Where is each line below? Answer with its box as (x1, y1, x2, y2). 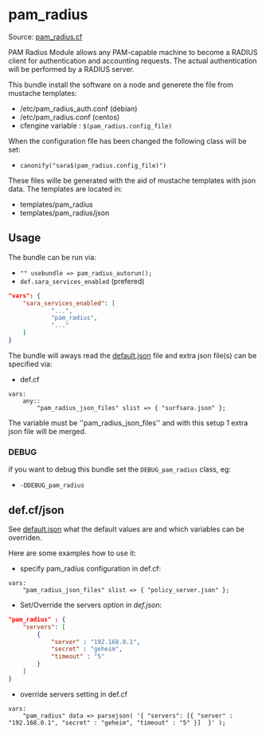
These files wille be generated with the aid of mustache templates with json (8, 176, 256, 185)
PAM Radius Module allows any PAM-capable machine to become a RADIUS (8, 47, 258, 57)
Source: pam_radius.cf (8, 32, 83, 41)
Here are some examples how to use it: (8, 548, 137, 558)
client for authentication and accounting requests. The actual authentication (8, 56, 257, 65)
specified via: (8, 359, 53, 369)
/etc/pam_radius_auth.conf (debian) (19, 104, 138, 113)
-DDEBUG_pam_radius (19, 481, 85, 490)
